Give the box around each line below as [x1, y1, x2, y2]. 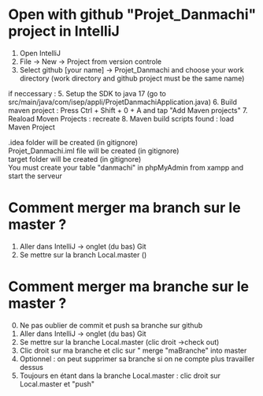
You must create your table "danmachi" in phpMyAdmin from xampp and [8, 163, 244, 172]
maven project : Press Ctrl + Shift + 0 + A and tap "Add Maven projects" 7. [8, 105, 248, 115]
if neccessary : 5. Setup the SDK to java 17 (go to [8, 88, 167, 98]
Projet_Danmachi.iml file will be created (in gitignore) [8, 146, 180, 155]
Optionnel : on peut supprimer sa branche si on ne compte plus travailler [19, 353, 255, 364]
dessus [19, 362, 43, 372]
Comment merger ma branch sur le [8, 199, 242, 217]
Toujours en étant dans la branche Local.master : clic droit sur [19, 371, 221, 380]
